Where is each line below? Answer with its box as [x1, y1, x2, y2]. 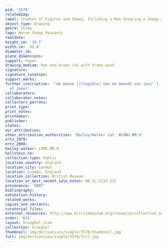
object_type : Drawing [5, 21, 50, 26]
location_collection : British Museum [5, 174, 83, 179]
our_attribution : [5, 127, 41, 132]
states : [5, 123, 21, 128]
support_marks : [5, 77, 37, 82]
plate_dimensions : [5, 53, 43, 59]
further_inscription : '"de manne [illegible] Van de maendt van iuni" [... [5, 81, 166, 86]
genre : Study [5, 26, 32, 31]
